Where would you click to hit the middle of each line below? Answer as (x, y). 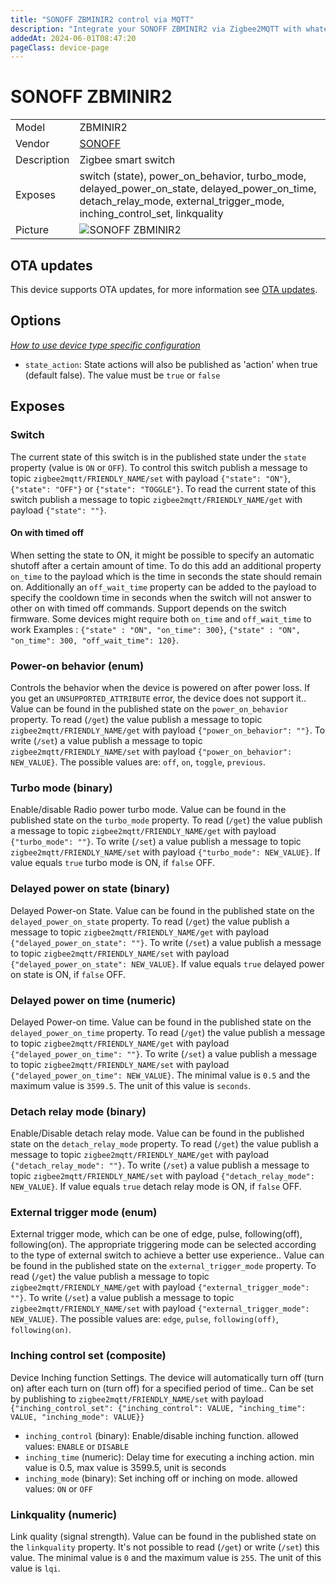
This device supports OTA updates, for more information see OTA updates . (164, 289)
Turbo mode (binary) (61, 788)
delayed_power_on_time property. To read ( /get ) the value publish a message (168, 1032)
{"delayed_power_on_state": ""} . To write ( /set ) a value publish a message (166, 942)
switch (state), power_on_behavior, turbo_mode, (193, 176)
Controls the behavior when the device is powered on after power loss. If (160, 687)
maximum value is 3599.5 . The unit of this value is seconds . (131, 1085)
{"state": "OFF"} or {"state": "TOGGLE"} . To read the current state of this (163, 488)
